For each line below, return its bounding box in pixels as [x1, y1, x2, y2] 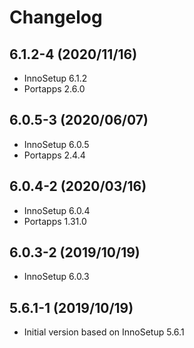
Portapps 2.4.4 [23, 149, 86, 161]
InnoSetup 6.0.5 [23, 138, 90, 150]
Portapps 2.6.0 [23, 83, 86, 95]
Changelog [9, 6, 103, 29]
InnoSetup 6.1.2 [23, 72, 88, 84]
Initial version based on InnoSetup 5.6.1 [23, 326, 185, 338]
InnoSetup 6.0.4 [23, 204, 91, 216]
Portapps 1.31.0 [23, 215, 87, 227]
